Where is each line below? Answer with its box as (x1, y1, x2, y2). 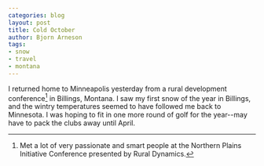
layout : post (8, 19, 51, 27)
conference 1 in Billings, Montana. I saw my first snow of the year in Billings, (8, 92, 251, 103)
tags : (8, 41, 26, 49)
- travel (8, 56, 37, 63)
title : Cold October (8, 26, 76, 34)
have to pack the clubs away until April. (8, 118, 136, 128)
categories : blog (8, 11, 65, 20)
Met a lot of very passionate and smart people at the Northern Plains (19, 141, 242, 150)
